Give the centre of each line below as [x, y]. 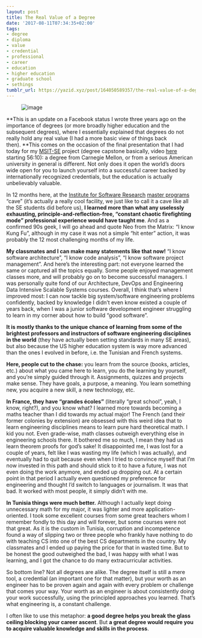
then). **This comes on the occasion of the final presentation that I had [95, 145]
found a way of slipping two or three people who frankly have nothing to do [99, 534]
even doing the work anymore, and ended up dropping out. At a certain [94, 472]
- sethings [20, 85]
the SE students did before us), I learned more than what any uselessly [95, 207]
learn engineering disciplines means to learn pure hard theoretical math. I [97, 427]
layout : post [23, 12]
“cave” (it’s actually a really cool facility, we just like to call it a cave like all [97, 201]
